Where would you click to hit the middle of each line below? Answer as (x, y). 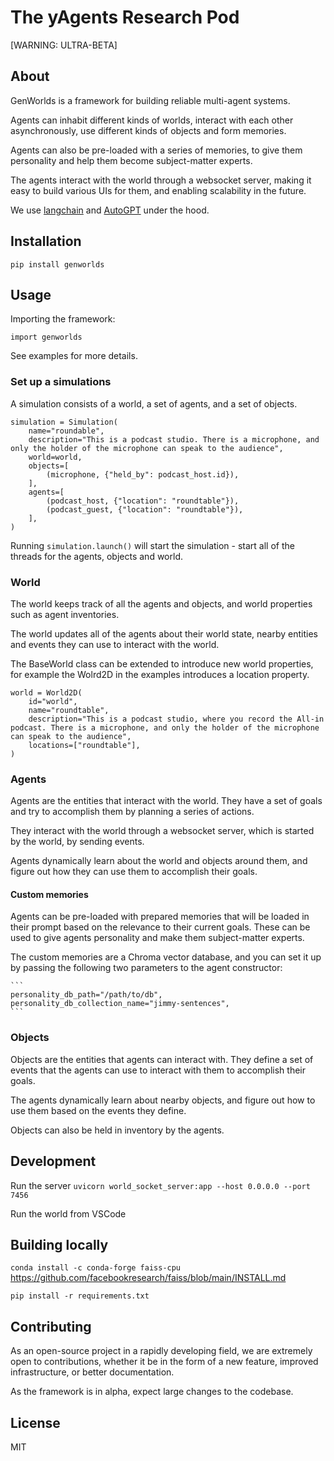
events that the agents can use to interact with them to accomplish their (158, 1070)
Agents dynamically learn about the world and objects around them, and (159, 861)
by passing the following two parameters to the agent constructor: (146, 968)
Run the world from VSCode (68, 1213)
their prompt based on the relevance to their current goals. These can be (160, 927)
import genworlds (46, 337)
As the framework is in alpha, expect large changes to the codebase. (152, 1392)
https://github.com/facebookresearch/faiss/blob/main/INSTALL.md (148, 1278)
